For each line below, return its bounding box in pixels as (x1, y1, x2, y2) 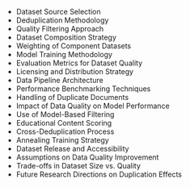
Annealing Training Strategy (15, 135, 109, 144)
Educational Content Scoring (15, 118, 112, 127)
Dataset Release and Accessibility (15, 144, 129, 153)
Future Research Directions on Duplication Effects (15, 169, 183, 179)
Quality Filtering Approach (15, 24, 104, 33)
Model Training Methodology (15, 50, 113, 59)
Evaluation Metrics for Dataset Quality (15, 58, 143, 68)
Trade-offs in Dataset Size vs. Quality (15, 161, 141, 170)
